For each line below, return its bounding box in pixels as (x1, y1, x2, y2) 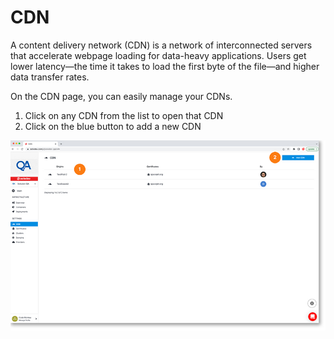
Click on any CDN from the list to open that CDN (24, 109, 224, 121)
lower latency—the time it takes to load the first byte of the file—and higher (10, 60, 320, 72)
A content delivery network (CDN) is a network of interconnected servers (10, 39, 313, 51)
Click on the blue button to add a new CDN (24, 120, 202, 132)
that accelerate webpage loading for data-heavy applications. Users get (10, 49, 307, 61)
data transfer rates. (10, 71, 90, 83)
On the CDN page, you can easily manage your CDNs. (10, 90, 233, 102)
